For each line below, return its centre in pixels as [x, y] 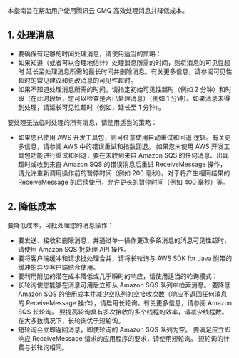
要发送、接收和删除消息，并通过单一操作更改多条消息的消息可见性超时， [124, 240]
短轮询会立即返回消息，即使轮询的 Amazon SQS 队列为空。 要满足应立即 [124, 329]
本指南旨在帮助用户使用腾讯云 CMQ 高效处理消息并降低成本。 [98, 10]
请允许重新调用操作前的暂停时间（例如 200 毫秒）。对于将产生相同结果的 [124, 173]
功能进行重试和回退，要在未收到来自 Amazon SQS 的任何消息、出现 [130, 155]
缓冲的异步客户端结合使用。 [59, 267]
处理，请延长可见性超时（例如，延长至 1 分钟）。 [95, 107]
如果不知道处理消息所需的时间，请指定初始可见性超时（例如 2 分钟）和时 [124, 89]
